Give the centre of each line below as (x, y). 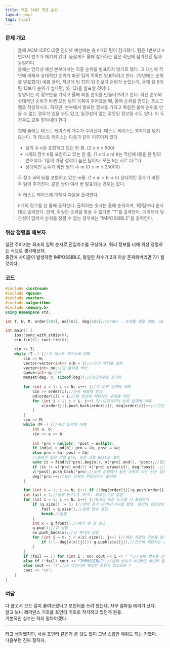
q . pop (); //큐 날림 (50, 528)
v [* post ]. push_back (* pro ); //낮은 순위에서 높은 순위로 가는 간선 (95, 472)
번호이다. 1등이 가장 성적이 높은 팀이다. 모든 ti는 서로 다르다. (84, 160)
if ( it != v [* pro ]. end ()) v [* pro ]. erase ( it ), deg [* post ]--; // (99, 467)
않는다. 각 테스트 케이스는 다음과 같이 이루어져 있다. (68, 137)
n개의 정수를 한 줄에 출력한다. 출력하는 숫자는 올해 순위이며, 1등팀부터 (86, 205)
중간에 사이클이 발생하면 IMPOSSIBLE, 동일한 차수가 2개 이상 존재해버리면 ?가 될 (85, 257)
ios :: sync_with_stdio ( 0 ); (42, 335)
